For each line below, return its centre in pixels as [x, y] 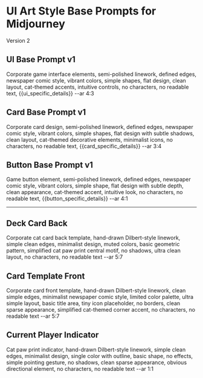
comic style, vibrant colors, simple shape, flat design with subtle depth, [95, 186]
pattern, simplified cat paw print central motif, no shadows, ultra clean [94, 251]
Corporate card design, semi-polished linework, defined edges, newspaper [100, 127]
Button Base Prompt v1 [50, 165]
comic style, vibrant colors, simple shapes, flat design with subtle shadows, [100, 133]
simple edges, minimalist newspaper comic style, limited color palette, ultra [100, 297]
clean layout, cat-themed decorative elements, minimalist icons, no [90, 139]
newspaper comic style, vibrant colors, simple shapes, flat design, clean [96, 80]
